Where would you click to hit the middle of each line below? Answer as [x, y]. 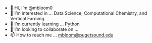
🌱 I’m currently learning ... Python [45, 24]
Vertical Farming [27, 18]
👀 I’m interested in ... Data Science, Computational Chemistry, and [79, 13]
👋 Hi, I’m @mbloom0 [31, 8]
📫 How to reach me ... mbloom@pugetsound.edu [62, 35]
